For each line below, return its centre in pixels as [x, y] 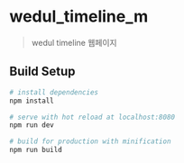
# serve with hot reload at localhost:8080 [92, 117]
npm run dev [32, 125]
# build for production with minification [90, 141]
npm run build [36, 150]
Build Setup [42, 72]
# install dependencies [54, 92]
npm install [32, 101]
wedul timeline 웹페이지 [74, 42]
